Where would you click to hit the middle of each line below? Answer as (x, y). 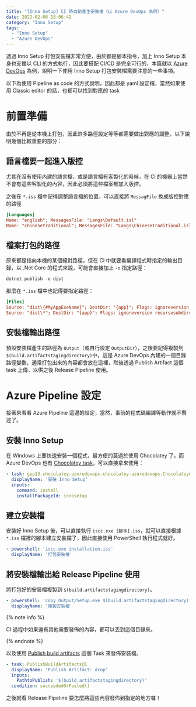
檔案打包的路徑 (33, 245)
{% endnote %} (25, 641)
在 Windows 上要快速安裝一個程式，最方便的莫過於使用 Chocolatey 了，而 (95, 456)
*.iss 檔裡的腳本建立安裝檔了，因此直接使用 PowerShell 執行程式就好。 (92, 538)
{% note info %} (25, 617)
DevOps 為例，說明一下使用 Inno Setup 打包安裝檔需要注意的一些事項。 (92, 71)
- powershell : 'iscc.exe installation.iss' (60, 549)
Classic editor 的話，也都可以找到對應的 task (66, 90)
